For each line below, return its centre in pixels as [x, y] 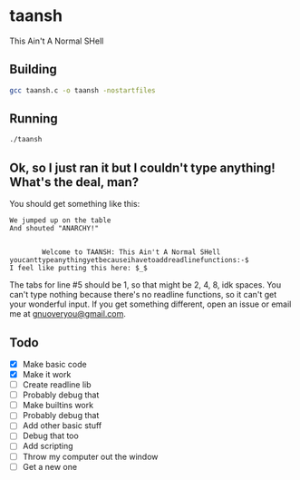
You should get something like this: [75, 204]
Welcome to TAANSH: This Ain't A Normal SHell [131, 252]
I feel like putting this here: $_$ [78, 269]
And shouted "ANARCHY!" [54, 229]
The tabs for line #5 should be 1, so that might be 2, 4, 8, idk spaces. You [145, 285]
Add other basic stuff [62, 426]
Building [33, 69]
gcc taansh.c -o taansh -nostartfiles [82, 90]
